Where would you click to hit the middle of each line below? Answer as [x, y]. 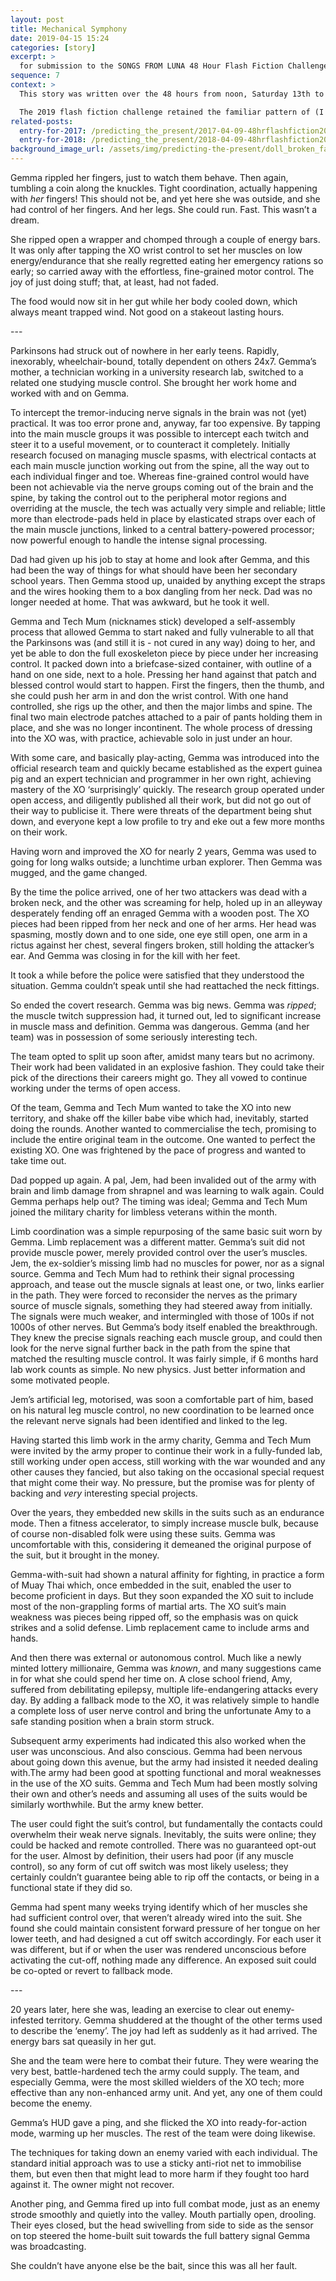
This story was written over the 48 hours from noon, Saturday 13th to [172, 94]
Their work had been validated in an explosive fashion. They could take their [167, 1067]
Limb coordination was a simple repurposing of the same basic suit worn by [166, 1231]
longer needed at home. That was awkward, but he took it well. [140, 602]
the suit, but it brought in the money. [85, 1555]
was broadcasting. [48, 2246]
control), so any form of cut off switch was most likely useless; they [149, 1866]
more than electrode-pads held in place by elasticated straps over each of [163, 519]
